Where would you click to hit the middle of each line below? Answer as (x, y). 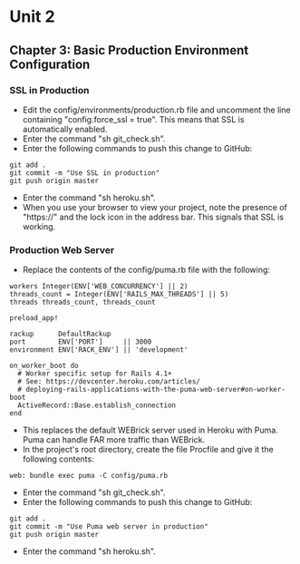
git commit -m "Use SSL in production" (85, 173)
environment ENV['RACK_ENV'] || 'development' (99, 350)
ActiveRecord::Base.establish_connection (97, 405)
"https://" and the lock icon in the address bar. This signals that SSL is (153, 217)
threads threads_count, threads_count (82, 302)
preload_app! (34, 318)
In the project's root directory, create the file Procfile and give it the (148, 450)
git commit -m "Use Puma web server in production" (109, 527)
